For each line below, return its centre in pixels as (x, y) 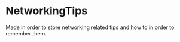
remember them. (26, 33)
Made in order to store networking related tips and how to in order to (90, 27)
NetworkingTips (47, 11)
